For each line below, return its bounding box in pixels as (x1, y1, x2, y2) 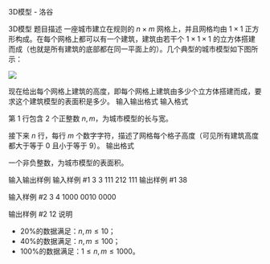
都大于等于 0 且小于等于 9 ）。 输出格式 (8, 141, 135, 151)
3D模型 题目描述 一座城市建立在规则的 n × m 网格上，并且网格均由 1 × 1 (8, 24, 243, 34)
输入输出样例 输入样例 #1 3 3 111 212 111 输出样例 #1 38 (8, 175, 188, 184)
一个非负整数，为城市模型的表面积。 (8, 158, 129, 167)
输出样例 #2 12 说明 (8, 209, 73, 219)
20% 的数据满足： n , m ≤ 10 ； (19, 226, 116, 236)
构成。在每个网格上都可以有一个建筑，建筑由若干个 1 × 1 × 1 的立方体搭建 (14, 35, 256, 43)
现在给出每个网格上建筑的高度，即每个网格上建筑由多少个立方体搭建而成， (8, 87, 255, 96)
